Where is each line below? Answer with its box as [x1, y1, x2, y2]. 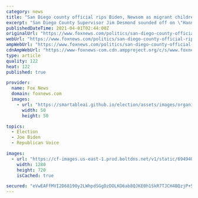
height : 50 [21, 113, 49, 119]
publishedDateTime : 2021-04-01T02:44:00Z [6, 25, 110, 31]
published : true [6, 69, 46, 75]
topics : [6, 124, 25, 129]
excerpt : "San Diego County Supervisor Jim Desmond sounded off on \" [6, 20, 183, 25]
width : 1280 [16, 161, 46, 167]
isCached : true [16, 173, 54, 178]
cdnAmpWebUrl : [6, 47, 41, 53]
